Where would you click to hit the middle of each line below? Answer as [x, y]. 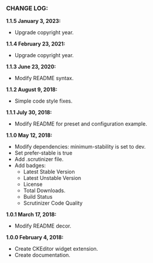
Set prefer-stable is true [43, 153]
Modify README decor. [43, 226]
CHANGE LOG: [27, 8]
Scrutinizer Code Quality [53, 203]
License [33, 185]
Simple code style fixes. [43, 101]
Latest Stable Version [49, 172]
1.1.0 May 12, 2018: [29, 135]
